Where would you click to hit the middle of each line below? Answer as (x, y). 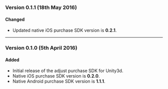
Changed (15, 19)
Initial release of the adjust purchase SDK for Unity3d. (68, 71)
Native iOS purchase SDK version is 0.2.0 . (56, 76)
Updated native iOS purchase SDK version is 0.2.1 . (64, 30)
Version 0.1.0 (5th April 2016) (41, 48)
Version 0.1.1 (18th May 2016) (41, 7)
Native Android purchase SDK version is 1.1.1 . (59, 82)
